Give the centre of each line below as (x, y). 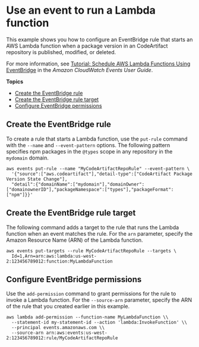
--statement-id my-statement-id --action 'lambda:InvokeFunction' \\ (99, 323)
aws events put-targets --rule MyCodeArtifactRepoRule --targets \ (91, 251)
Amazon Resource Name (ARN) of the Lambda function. (75, 240)
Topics (15, 82)
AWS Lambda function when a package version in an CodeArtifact (87, 46)
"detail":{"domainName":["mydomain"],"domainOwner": (78, 184)
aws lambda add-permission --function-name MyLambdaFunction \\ (87, 317)
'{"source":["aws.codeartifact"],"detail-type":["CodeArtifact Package (102, 174)
